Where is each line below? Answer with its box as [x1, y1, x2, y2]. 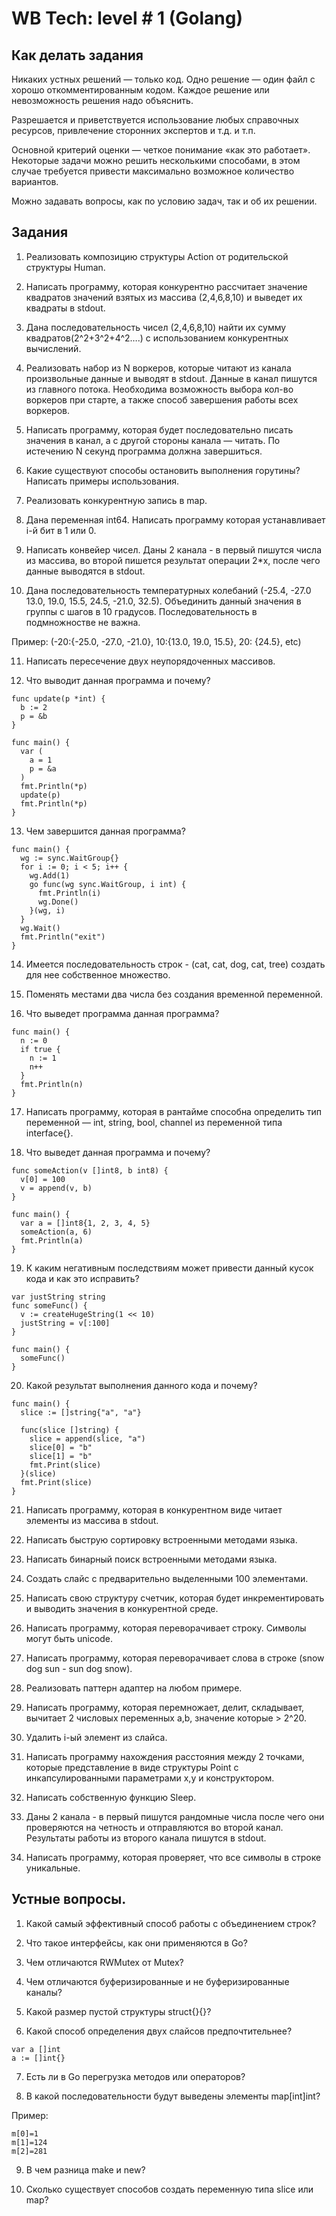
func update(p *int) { [11, 693, 106, 704]
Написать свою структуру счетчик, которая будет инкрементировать [25, 1592, 325, 1604]
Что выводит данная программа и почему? [25, 674, 211, 686]
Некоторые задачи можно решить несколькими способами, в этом [11, 155, 301, 166]
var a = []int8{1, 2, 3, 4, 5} [20, 1218, 151, 1228]
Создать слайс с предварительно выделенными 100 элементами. [25, 1572, 309, 1584]
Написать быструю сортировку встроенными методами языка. [25, 1533, 298, 1546]
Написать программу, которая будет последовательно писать [25, 423, 294, 436]
